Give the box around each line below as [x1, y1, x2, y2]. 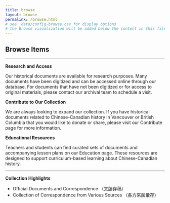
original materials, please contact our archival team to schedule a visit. [5, 89, 152, 95]
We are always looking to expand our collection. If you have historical [5, 108, 150, 114]
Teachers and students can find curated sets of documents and [5, 144, 138, 150]
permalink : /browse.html [5, 17, 58, 22]
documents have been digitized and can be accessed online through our [5, 78, 156, 84]
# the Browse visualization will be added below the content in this [5, 26, 155, 31]
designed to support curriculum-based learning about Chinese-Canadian [5, 155, 158, 161]
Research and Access [5, 63, 52, 69]
